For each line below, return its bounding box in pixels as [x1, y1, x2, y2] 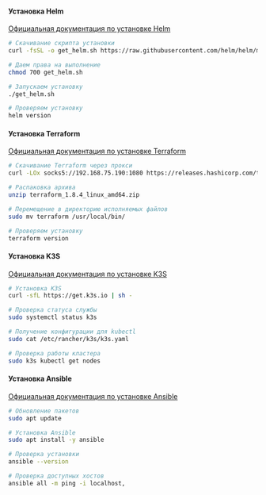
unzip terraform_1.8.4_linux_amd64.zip [8, 191, 140, 199]
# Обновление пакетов [8, 407, 80, 415]
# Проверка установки [8, 451, 80, 459]
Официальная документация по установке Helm [8, 24, 171, 33]
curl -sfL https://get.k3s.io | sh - [8, 292, 133, 300]
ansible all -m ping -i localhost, [8, 479, 126, 487]
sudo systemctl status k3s [8, 313, 97, 321]
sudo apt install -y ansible [8, 436, 104, 444]
